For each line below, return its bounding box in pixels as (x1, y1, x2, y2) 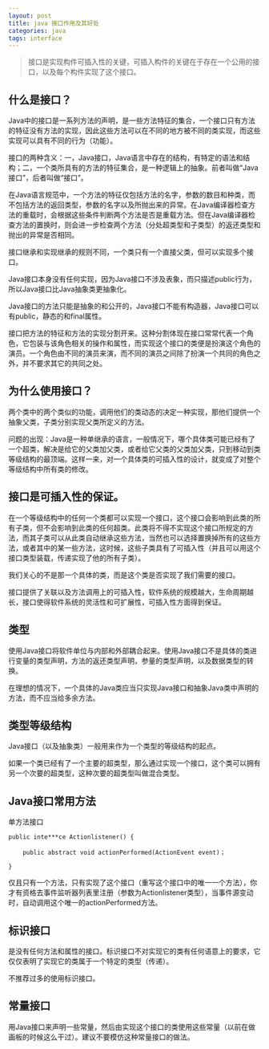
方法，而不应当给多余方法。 (8, 693, 100, 702)
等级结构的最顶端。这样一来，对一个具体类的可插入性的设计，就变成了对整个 (8, 454, 261, 464)
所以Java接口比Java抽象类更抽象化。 (8, 284, 131, 294)
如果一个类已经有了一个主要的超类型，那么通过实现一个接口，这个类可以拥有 (8, 758, 261, 768)
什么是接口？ (8, 93, 72, 107)
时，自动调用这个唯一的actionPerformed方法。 (8, 898, 163, 908)
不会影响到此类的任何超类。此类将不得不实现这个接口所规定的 (42, 522, 247, 532)
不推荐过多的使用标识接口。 (8, 973, 100, 983)
